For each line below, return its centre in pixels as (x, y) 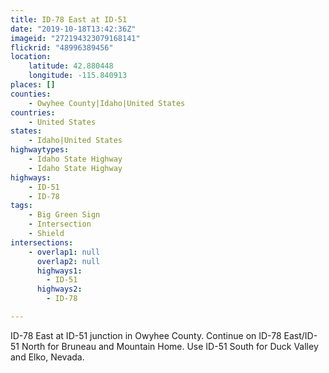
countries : (33, 112)
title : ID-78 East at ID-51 (69, 19)
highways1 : (59, 271)
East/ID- (300, 335)
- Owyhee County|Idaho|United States (107, 103)
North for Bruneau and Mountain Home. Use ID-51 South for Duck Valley (170, 346)
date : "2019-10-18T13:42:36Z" (73, 29)
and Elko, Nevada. (47, 357)
